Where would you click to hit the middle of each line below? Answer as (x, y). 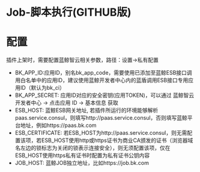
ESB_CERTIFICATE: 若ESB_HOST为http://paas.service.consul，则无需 (101, 133)
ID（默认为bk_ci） (42, 88)
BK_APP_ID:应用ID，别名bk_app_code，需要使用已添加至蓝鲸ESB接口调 (103, 73)
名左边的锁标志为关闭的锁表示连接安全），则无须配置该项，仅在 (92, 148)
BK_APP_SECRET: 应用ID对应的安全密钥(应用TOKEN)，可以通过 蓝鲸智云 (104, 95)
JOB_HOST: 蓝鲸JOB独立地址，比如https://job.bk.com (82, 163)
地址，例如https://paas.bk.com (59, 125)
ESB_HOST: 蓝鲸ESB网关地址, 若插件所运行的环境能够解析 (86, 110)
